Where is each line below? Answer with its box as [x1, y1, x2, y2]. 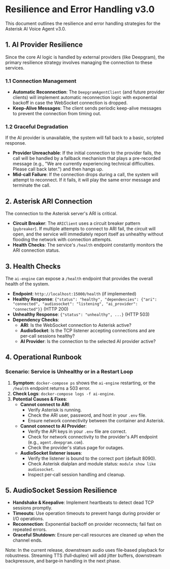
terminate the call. [12, 182, 51, 188]
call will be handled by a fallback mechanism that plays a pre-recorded [12, 155, 161, 161]
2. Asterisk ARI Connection [5, 197, 93, 206]
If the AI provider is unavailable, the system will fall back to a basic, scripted [5, 135, 164, 141]
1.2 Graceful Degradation [5, 123, 69, 130]
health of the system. [5, 281, 50, 287]
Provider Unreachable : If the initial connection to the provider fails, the [12, 150, 161, 156]
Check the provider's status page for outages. [27, 444, 124, 450]
